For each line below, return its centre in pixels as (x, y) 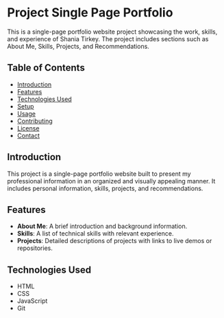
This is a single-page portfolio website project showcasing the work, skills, (112, 32)
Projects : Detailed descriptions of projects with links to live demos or (114, 241)
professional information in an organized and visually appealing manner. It (111, 181)
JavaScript (32, 301)
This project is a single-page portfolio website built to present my (99, 174)
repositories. (35, 248)
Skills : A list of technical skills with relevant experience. (95, 234)
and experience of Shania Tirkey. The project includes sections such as (108, 38)
